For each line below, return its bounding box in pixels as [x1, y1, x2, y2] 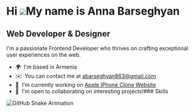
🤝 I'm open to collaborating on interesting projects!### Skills [15, 88, 168, 95]
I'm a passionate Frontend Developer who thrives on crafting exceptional [6, 44, 189, 52]
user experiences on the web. [6, 51, 81, 58]
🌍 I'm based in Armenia [15, 63, 77, 71]
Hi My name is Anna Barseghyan [6, 4, 180, 18]
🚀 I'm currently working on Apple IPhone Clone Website [15, 81, 156, 88]
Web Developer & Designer [6, 29, 111, 39]
